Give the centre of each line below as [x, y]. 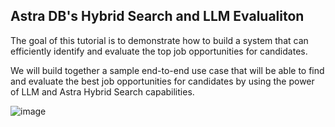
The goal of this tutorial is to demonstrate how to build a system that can [159, 40]
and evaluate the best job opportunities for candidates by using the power [162, 81]
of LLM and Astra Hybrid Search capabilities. [102, 91]
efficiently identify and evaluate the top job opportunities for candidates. [159, 51]
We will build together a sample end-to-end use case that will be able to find [167, 70]
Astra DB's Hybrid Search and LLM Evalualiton [157, 16]
